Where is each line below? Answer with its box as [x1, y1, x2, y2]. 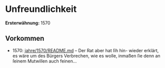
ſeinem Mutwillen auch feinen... [12, 58, 77, 64]
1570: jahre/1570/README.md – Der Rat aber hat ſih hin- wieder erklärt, [12, 47, 159, 53]
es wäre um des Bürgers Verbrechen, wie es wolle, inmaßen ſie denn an [12, 53, 161, 59]
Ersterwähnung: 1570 [5, 20, 51, 26]
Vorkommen [5, 34, 44, 43]
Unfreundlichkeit [5, 3, 77, 15]
